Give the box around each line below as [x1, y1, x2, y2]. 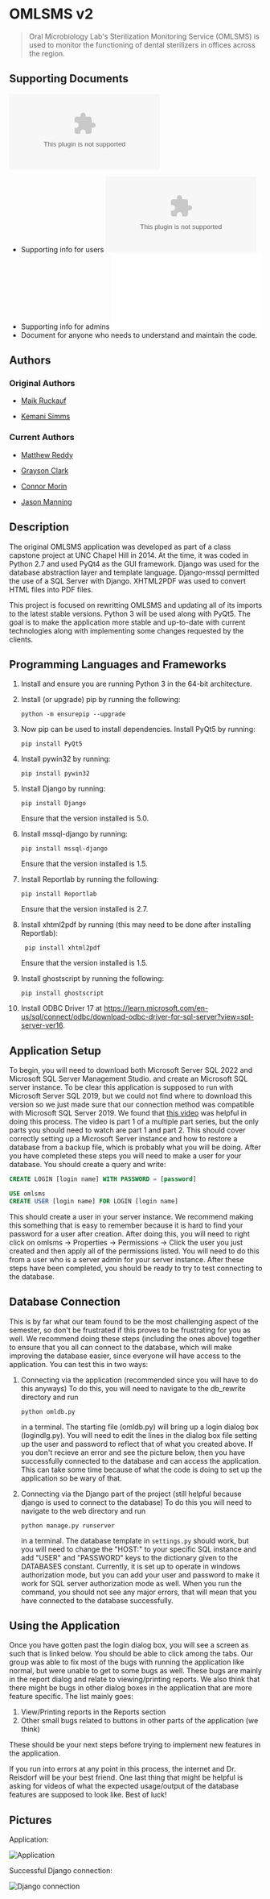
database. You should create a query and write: [9, 1160, 166, 1170]
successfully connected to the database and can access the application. [20, 1456, 261, 1465]
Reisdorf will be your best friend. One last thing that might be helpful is [9, 1772, 243, 1782]
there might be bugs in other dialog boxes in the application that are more [9, 1683, 252, 1693]
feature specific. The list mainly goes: [9, 1692, 133, 1702]
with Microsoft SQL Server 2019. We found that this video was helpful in [9, 1108, 247, 1118]
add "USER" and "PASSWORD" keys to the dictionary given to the [20, 1552, 238, 1562]
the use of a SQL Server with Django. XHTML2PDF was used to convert [9, 576, 246, 585]
